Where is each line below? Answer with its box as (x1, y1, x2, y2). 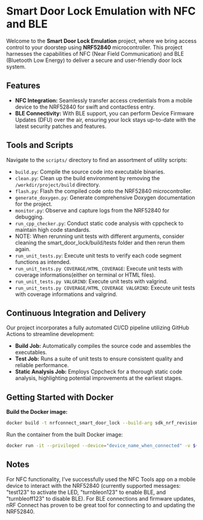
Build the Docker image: (6, 408, 68, 416)
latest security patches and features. (14, 123, 107, 130)
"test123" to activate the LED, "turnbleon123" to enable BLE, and (6, 488, 166, 496)
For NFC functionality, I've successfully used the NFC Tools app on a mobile (6, 475, 196, 483)
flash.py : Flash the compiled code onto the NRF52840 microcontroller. (14, 187, 192, 195)
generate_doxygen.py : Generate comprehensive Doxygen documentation (14, 194, 195, 201)
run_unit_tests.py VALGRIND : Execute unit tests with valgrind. (14, 277, 168, 285)
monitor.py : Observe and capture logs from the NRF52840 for (14, 206, 170, 214)
